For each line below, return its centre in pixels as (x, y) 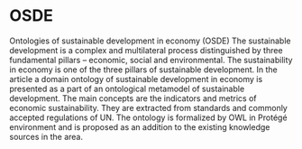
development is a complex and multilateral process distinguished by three (146, 50)
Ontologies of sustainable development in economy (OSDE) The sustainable (150, 41)
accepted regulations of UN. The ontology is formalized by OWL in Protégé (148, 117)
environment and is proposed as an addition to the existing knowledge (140, 126)
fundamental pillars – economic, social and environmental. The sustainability (151, 60)
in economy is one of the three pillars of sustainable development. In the (143, 70)
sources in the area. (46, 136)
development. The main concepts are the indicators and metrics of (133, 98)
